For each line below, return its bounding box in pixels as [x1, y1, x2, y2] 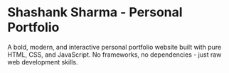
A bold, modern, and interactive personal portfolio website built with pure [7, 43, 222, 51]
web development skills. [7, 57, 78, 66]
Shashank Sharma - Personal [7, 4, 183, 21]
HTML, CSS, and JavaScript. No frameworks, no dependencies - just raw [7, 50, 222, 59]
